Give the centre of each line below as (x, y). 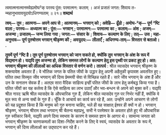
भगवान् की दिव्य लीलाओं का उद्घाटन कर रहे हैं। (42, 127)
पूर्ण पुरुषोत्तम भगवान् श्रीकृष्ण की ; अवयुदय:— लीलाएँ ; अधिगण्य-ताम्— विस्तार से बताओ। (91, 40)
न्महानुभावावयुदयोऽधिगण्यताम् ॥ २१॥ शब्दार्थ (39, 13)
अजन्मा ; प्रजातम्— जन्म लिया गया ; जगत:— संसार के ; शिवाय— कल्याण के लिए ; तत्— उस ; (79, 34)
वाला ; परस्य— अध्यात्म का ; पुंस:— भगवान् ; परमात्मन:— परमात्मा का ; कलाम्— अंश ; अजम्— (80, 29)
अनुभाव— (13, 40)
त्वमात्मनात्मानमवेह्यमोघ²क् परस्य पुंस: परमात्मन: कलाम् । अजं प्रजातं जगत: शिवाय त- (71, 8)
